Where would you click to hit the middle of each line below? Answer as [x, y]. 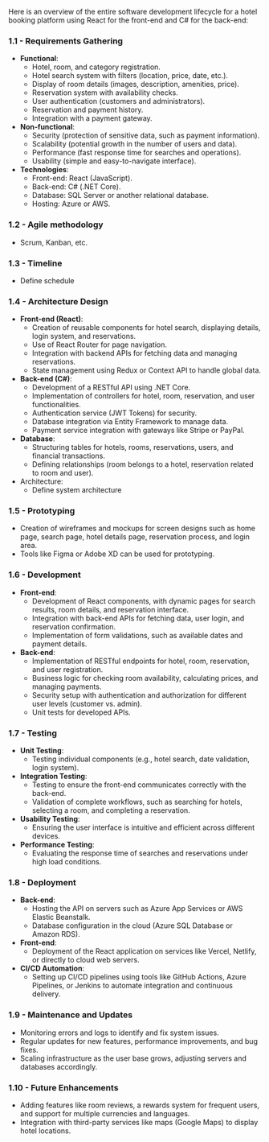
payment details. [59, 644]
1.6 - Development [45, 575]
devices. [46, 836]
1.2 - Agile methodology [56, 225]
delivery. [46, 994]
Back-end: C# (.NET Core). [76, 187]
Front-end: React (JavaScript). [82, 178]
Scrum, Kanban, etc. [54, 242]
